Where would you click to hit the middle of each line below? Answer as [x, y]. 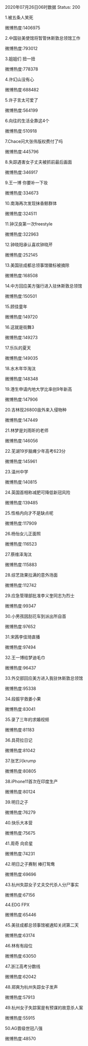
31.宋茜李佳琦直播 [23, 637]
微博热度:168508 [21, 275]
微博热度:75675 [20, 833]
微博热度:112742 [21, 585]
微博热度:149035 [22, 358]
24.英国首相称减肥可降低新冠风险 [38, 492]
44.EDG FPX [17, 905]
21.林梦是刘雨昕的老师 [27, 430]
